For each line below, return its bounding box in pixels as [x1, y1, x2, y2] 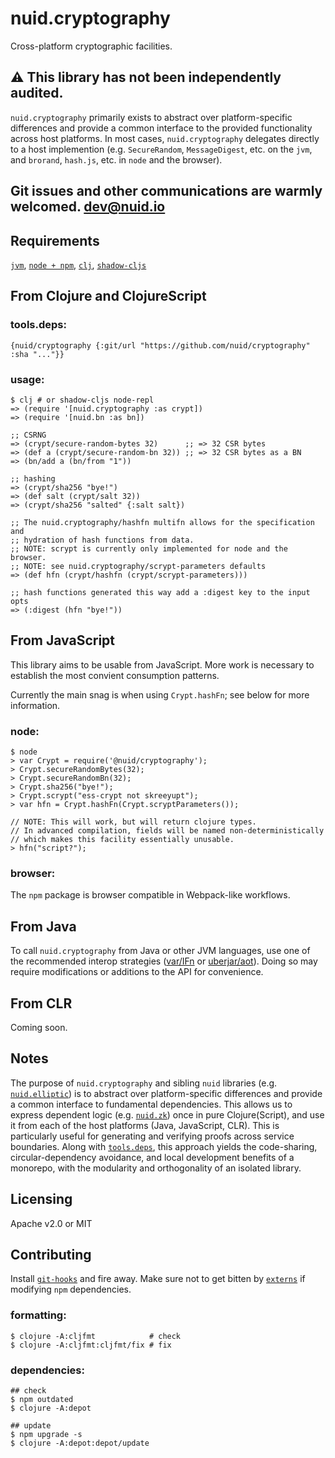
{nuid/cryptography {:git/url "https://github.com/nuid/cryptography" [10, 340, 311, 351]
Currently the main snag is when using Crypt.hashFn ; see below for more [10, 688, 310, 701]
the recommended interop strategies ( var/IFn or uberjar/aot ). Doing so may [10, 955, 318, 967]
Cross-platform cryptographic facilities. [10, 40, 173, 52]
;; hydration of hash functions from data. [10, 535, 195, 545]
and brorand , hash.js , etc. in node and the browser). [10, 153, 223, 166]
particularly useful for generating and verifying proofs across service [10, 1130, 295, 1142]
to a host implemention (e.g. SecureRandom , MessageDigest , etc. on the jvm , [10, 143, 313, 155]
